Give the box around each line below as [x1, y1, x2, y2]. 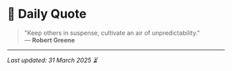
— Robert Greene [23, 35, 75, 44]
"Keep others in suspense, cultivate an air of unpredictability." [23, 29, 200, 37]
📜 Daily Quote [7, 6, 87, 22]
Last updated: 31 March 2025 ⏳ [7, 56, 98, 64]
